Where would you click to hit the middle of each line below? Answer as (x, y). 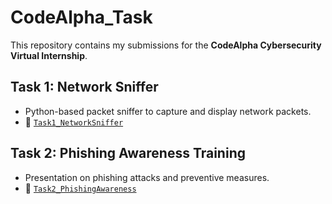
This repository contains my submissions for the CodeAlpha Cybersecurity (166, 45)
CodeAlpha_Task (81, 17)
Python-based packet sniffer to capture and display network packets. (168, 111)
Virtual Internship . (49, 55)
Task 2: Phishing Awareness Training (128, 153)
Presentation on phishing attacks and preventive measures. (147, 177)
